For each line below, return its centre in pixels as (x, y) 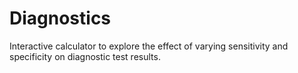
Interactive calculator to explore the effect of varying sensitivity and (149, 46)
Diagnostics (60, 18)
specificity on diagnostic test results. (85, 56)
